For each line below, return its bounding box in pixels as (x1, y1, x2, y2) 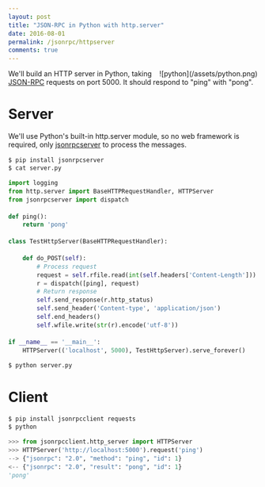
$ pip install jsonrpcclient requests (8, 415, 136, 424)
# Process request (36, 263, 97, 270)
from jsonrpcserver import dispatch (8, 195, 129, 204)
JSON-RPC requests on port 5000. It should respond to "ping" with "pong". (8, 78, 254, 87)
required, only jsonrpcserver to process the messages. (8, 140, 187, 150)
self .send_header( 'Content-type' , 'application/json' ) (36, 305, 221, 313)
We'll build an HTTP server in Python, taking (8, 69, 153, 79)
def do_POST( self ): (22, 254, 87, 262)
